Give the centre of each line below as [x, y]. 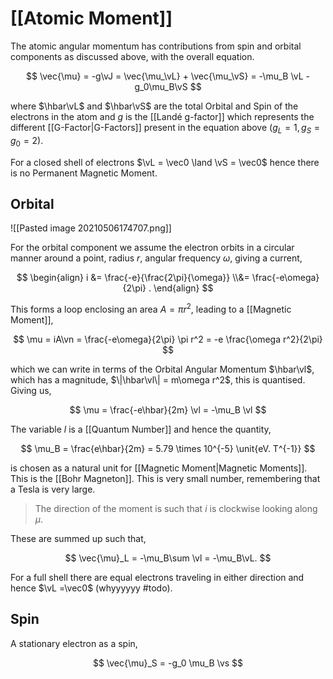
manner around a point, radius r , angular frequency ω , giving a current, [156, 258]
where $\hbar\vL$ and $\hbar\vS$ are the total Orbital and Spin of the [154, 106]
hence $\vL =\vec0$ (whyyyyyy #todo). [91, 588]
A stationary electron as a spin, [74, 643]
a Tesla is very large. [53, 489]
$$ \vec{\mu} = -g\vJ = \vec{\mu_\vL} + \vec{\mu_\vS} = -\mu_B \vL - [168, 76]
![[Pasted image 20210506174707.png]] [91, 228]
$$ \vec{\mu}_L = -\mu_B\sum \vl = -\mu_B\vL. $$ [168, 558]
